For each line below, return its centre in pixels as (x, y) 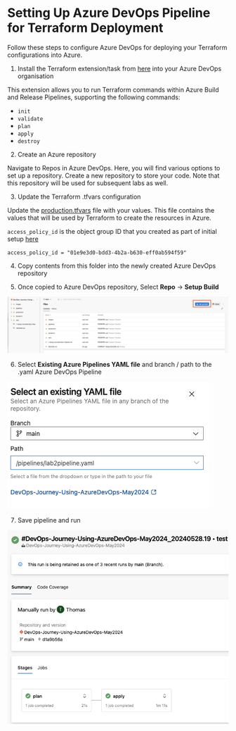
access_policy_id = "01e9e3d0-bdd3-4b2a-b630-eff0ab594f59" (97, 252)
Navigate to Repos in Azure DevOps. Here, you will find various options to (114, 168)
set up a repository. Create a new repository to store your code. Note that (113, 175)
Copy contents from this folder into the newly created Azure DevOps (117, 265)
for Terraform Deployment (85, 28)
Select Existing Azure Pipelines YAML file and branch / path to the (114, 364)
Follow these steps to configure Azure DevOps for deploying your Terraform (117, 47)
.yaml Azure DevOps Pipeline (59, 372)
